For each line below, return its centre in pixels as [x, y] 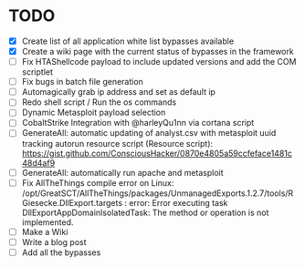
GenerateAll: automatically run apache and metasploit [123, 172]
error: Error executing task [178, 202]
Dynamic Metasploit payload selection [94, 113]
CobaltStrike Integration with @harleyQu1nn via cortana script [138, 123]
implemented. [47, 222]
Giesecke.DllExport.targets [72, 202]
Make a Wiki [45, 231]
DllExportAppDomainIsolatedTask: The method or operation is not [145, 212]
